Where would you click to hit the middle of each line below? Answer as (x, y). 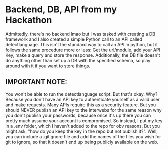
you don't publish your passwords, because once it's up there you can (78, 115)
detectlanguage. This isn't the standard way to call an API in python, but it (82, 44)
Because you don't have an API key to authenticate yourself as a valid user (82, 99)
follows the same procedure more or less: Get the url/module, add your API (83, 50)
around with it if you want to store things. (48, 66)
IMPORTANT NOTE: (36, 82)
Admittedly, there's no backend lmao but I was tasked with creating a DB (80, 34)
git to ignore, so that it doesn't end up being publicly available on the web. (82, 142)
